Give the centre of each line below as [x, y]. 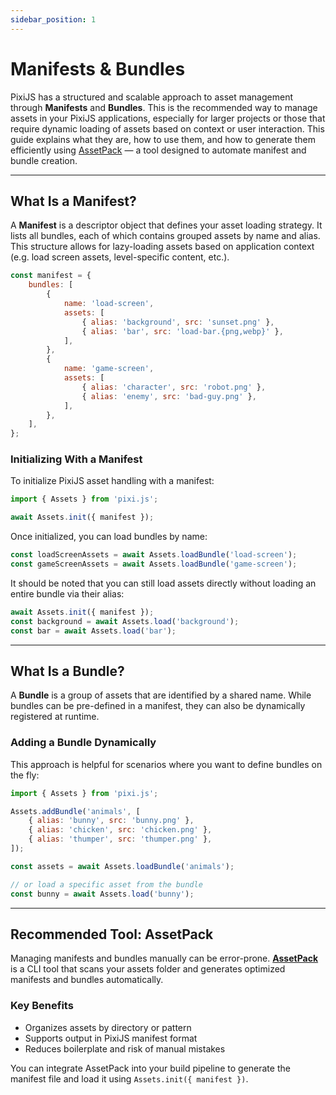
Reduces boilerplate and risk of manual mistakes [125, 1048]
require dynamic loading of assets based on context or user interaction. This [167, 128]
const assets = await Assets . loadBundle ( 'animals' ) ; [122, 866]
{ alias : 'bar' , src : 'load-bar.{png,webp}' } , [182, 331]
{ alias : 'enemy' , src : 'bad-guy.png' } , [169, 396]
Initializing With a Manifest [76, 459]
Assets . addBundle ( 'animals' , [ [75, 811]
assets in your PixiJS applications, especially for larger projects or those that [168, 118]
